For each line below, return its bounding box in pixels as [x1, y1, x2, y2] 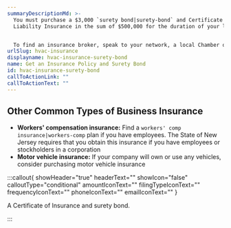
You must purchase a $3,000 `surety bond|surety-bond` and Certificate [13, 17, 223, 23]
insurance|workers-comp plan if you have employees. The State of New [16, 131, 218, 139]
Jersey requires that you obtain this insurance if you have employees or [16, 138, 220, 147]
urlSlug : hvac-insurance [7, 48, 78, 55]
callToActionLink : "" [7, 73, 69, 80]
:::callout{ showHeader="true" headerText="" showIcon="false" [7, 174, 188, 182]
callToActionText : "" [7, 80, 69, 87]
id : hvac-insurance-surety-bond [7, 67, 100, 74]
